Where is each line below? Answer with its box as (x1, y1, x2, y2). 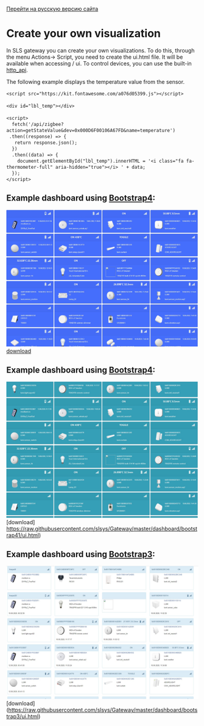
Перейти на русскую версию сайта (6, 6, 99, 12)
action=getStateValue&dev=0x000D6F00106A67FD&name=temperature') (6, 127, 175, 133)
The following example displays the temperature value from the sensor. (6, 78, 185, 85)
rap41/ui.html (6, 532, 40, 539)
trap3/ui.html (6, 713, 39, 720)
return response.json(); (14, 139, 78, 146)
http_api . (6, 66, 29, 73)
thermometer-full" (6, 164, 53, 170)
